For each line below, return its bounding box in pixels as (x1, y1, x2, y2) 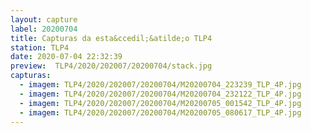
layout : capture (10, 14, 78, 25)
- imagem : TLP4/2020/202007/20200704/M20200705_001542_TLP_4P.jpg (19, 98, 302, 108)
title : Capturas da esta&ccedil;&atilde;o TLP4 (10, 33, 213, 43)
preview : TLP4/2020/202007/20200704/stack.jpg (10, 61, 213, 71)
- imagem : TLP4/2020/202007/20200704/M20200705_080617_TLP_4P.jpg (19, 107, 302, 118)
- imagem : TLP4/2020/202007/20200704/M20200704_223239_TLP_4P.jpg (19, 80, 302, 90)
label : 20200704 (10, 24, 78, 34)
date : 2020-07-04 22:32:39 (10, 52, 123, 62)
